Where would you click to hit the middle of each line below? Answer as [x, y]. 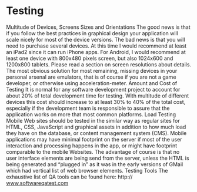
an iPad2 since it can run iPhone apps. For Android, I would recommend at [96, 52]
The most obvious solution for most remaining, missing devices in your [92, 70]
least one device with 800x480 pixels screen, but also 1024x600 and [90, 58]
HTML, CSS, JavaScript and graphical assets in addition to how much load [96, 127]
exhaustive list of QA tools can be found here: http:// [69, 177]
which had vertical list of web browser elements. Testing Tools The [87, 170]
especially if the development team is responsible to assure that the [88, 108]
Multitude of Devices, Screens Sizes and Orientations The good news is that [98, 27]
